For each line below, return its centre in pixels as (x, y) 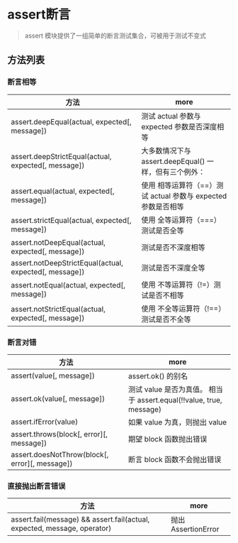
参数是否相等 (163, 207)
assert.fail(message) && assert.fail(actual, (80, 520)
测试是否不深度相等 (173, 247)
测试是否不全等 (166, 319)
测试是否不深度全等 (173, 268)
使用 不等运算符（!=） (177, 285)
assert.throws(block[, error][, (59, 434)
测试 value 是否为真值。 (168, 389)
